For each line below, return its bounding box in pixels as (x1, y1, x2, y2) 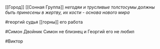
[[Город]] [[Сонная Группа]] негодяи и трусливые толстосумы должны (5, 4, 155, 10)
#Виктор (5, 38, 23, 44)
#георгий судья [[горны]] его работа (5, 19, 83, 25)
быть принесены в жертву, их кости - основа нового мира (5, 9, 130, 15)
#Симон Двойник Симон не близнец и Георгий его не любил (5, 29, 135, 34)
